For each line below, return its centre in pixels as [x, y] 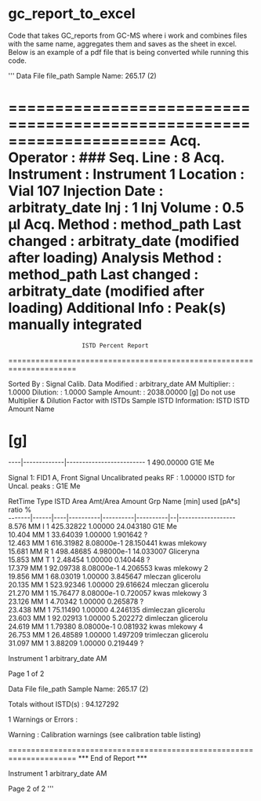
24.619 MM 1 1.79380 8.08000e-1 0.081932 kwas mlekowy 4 [106, 626]
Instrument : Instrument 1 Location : [127, 175]
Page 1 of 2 [26, 674]
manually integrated [75, 325]
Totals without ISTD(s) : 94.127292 [63, 704]
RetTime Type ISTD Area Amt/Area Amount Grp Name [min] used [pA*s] [124, 501]
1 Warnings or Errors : [43, 719]
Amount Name [31, 409]
